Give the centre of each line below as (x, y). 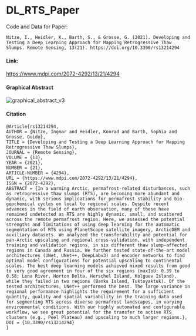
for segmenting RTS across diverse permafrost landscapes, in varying (94, 302)
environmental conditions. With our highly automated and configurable (95, 307)
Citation (16, 114)
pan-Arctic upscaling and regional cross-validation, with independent (95, 240)
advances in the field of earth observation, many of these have (87, 209)
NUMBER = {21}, (25, 168)
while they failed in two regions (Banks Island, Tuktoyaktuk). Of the (95, 281)
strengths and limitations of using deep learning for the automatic (93, 225)
